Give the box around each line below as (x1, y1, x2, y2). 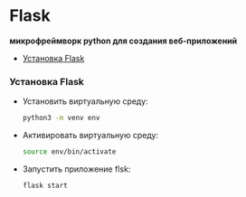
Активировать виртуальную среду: (22, 130, 159, 141)
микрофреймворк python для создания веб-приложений (9, 35, 238, 46)
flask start (22, 181, 68, 190)
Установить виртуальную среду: (22, 96, 148, 107)
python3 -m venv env (22, 114, 100, 123)
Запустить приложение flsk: (22, 164, 131, 174)
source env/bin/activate (22, 147, 117, 156)
